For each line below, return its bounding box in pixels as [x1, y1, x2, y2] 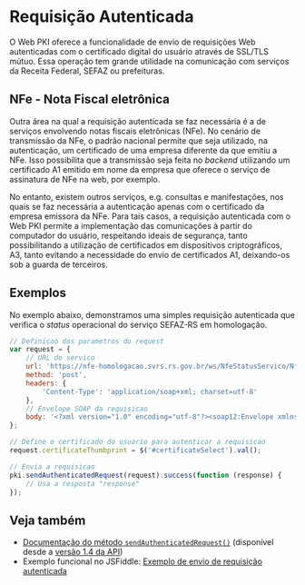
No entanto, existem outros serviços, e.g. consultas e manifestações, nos [9, 191, 284, 202]
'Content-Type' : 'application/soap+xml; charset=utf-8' [42, 387, 258, 396]
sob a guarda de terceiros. [9, 259, 108, 270]
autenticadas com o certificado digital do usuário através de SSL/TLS [9, 45, 270, 56]
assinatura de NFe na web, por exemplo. [9, 174, 161, 184]
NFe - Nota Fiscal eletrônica [9, 92, 170, 107]
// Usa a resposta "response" [25, 479, 141, 488]
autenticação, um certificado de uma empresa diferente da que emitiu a [9, 144, 278, 155]
